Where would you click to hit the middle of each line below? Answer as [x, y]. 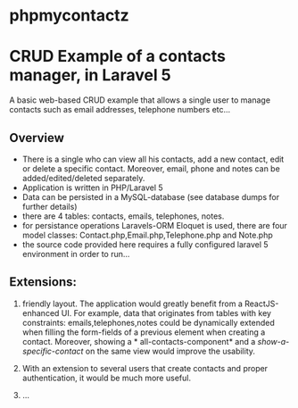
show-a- [273, 341]
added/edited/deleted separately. [83, 178]
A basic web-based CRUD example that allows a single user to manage [140, 100]
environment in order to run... [76, 254]
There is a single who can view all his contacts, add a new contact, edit [153, 159]
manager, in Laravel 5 [90, 75]
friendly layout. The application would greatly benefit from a [132, 304]
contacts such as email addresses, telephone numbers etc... [120, 110]
